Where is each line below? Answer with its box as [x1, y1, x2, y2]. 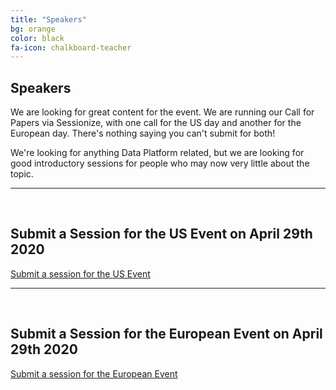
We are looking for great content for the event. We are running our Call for [10, 106, 315, 118]
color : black [10, 33, 65, 43]
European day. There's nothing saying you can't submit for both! [10, 127, 276, 140]
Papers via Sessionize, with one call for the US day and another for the [10, 117, 302, 129]
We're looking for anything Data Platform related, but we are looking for [10, 147, 305, 159]
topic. [10, 168, 34, 180]
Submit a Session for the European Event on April [10, 326, 323, 343]
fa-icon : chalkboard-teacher [10, 42, 132, 53]
